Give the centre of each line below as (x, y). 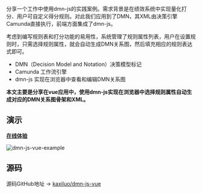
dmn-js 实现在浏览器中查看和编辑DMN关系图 (70, 79)
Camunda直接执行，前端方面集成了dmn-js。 (61, 24)
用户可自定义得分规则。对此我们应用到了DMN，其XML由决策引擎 (97, 16)
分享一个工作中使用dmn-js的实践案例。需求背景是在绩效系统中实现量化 (94, 9)
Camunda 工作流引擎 (41, 72)
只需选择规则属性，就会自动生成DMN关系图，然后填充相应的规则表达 (107, 44)
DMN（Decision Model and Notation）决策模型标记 (78, 64)
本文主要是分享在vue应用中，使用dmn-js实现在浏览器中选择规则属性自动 (96, 92)
